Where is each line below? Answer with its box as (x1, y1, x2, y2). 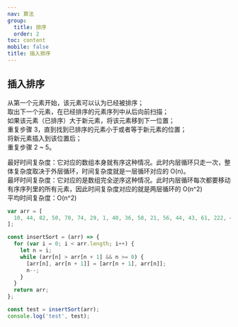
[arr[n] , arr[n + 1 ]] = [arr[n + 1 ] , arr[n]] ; (25, 260, 166, 267)
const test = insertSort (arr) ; (7, 306, 100, 313)
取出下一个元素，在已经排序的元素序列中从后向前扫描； (7, 107, 169, 116)
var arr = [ (7, 208, 42, 215)
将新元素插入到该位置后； (7, 134, 82, 142)
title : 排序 (13, 23, 47, 31)
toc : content (7, 37, 46, 44)
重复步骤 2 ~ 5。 (7, 143, 55, 151)
